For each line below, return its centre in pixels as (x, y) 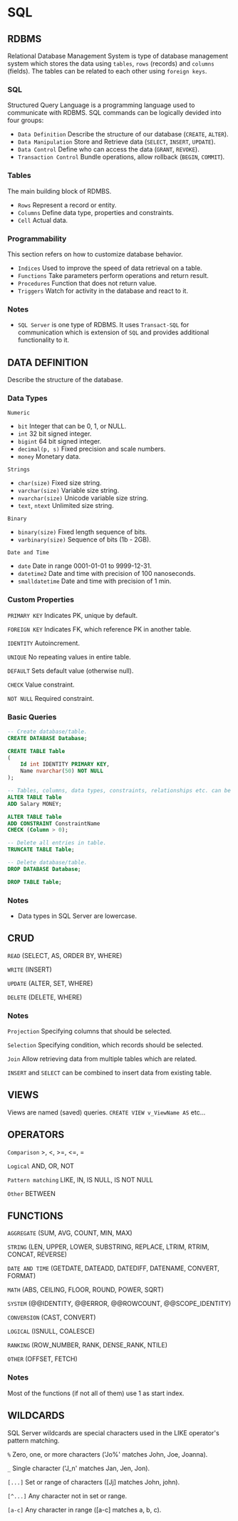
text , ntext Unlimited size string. (66, 506)
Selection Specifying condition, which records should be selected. (105, 1045)
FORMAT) (22, 1276)
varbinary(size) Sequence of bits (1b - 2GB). (84, 539)
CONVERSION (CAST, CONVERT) (52, 1317)
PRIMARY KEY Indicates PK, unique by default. (72, 615)
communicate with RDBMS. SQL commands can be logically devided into (115, 113)
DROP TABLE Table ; (35, 882)
